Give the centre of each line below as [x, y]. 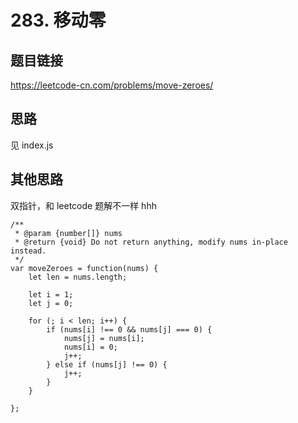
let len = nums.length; [78, 277]
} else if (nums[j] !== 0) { [107, 364]
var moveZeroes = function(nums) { [84, 268]
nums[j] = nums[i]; [104, 338]
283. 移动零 [58, 20]
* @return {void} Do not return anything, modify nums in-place [151, 242]
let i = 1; [51, 294]
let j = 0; [51, 303]
